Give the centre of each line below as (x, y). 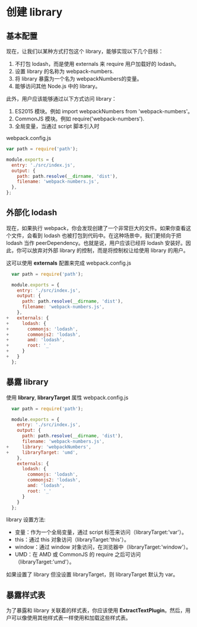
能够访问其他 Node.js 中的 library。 (58, 86)
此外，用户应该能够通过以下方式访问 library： (61, 99)
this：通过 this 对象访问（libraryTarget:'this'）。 (72, 540)
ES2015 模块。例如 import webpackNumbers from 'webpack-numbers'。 (104, 111)
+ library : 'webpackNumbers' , (49, 447)
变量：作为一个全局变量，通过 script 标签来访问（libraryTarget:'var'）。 (101, 532)
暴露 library (27, 382)
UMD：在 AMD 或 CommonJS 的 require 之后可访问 (78, 555)
